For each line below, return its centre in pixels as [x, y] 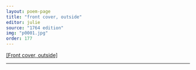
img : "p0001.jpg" [27, 33]
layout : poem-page [28, 11]
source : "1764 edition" [35, 28]
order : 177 [19, 38]
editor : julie [23, 22]
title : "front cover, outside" [44, 17]
